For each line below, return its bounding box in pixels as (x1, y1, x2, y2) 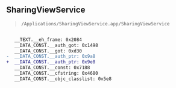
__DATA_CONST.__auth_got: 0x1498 (14, 42, 98, 48)
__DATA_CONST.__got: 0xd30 (14, 48, 83, 54)
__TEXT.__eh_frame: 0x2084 (14, 36, 83, 43)
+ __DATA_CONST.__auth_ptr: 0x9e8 (6, 59, 96, 65)
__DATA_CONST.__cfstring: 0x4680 (14, 71, 98, 77)
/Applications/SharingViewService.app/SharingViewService (20, 20, 170, 27)
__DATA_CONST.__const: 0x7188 (14, 64, 90, 71)
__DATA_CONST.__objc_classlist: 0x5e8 (14, 75, 112, 82)
